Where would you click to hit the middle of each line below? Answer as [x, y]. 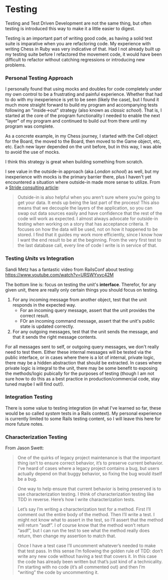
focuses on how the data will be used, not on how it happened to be [88, 229]
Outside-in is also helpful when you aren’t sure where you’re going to [89, 198]
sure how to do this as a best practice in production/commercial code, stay [82, 378]
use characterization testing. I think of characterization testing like [86, 494]
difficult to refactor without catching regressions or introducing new [75, 59]
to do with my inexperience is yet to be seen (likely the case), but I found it [82, 100]
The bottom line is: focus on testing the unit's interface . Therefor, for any [81, 284]
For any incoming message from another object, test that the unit [79, 300]
